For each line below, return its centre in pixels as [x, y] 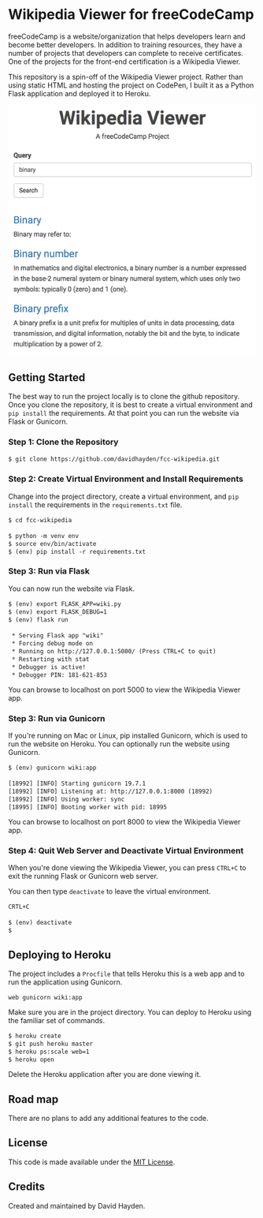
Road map [33, 1099]
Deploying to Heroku [60, 955]
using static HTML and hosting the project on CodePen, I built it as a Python [131, 85]
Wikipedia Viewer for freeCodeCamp [131, 15]
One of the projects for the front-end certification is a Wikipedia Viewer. [124, 62]
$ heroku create [35, 1036]
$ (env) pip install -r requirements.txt [77, 551]
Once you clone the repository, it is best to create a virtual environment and [131, 405]
